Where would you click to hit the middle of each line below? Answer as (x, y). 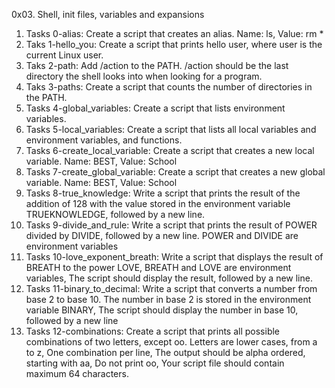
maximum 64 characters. (77, 373)
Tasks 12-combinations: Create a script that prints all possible (153, 331)
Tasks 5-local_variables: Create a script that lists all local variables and (171, 129)
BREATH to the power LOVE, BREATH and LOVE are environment (158, 267)
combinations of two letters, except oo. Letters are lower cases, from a (171, 342)
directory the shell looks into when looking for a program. (144, 76)
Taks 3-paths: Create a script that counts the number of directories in (169, 87)
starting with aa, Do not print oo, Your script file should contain (155, 363)
